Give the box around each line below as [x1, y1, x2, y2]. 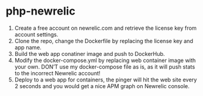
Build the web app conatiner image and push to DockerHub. [14, 50, 165, 57]
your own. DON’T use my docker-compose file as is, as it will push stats [14, 63, 196, 70]
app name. [14, 44, 42, 51]
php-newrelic [5, 4, 76, 18]
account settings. [14, 30, 59, 38]
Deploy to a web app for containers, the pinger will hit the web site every [14, 76, 198, 83]
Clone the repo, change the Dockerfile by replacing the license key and [14, 37, 193, 44]
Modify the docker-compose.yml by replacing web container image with [14, 57, 196, 64]
